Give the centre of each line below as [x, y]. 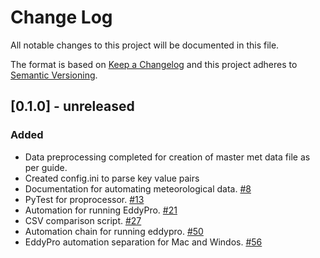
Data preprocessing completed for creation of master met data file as [167, 157]
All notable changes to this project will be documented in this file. [145, 45]
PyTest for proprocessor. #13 [84, 199]
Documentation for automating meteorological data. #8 [138, 188]
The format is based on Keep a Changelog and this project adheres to [154, 64]
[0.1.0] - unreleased [72, 106]
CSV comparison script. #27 [83, 220]
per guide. [46, 167]
